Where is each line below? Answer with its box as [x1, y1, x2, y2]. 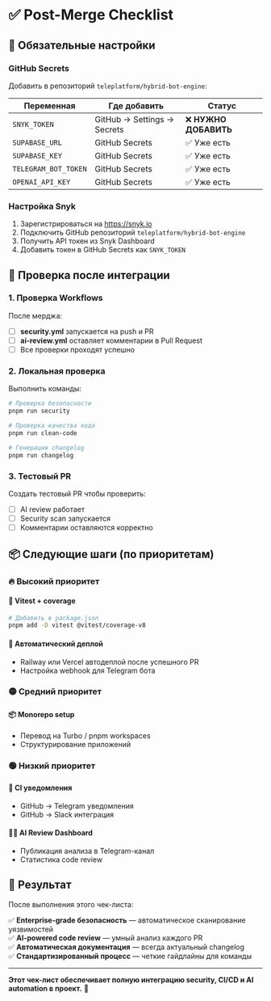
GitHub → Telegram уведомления [19, 800, 135, 810]
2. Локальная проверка [8, 365, 106, 377]
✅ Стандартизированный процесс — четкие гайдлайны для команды [8, 951, 252, 961]
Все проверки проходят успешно [19, 344, 135, 354]
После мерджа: [8, 310, 63, 320]
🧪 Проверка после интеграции [8, 268, 171, 282]
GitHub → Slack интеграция [19, 809, 115, 819]
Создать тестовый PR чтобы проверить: [8, 488, 146, 498]
